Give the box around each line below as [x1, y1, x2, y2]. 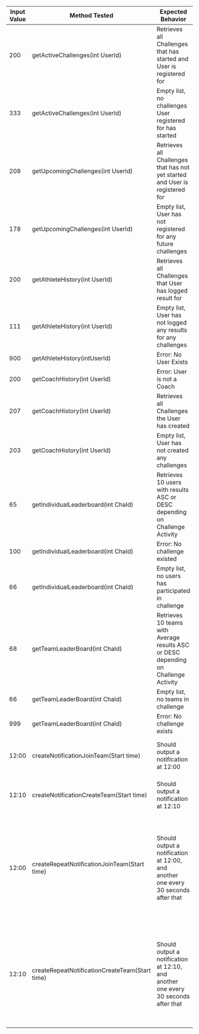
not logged [156, 319, 187, 326]
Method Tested [69, 11, 114, 20]
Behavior [160, 15, 187, 23]
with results [156, 486, 189, 494]
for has [156, 124, 176, 132]
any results [156, 326, 188, 334]
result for [156, 294, 182, 302]
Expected [159, 8, 188, 15]
